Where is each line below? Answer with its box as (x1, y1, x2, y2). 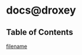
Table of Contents (6, 27, 74, 37)
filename (6, 43, 28, 50)
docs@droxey (6, 4, 77, 17)
